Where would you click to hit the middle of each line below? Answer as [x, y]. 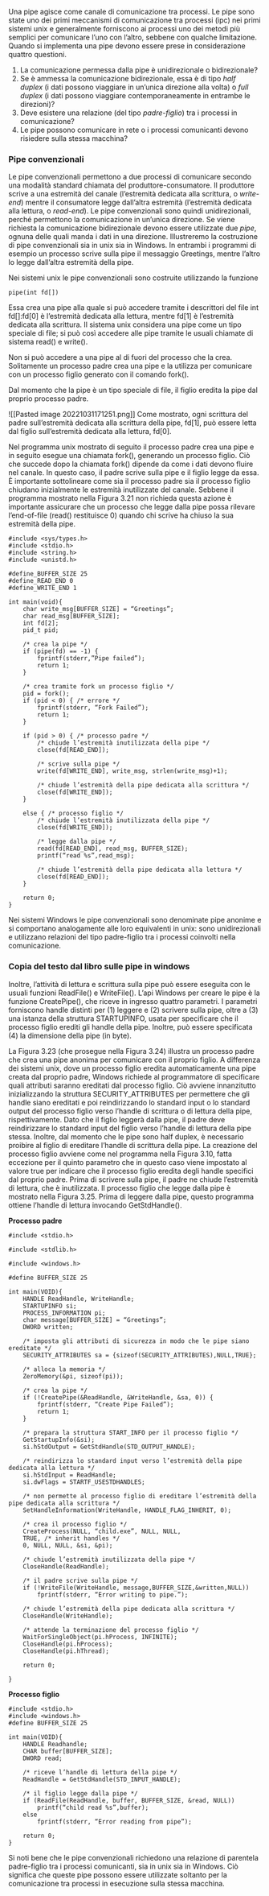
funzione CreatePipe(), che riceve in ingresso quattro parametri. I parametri [133, 1001]
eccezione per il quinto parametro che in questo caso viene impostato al [128, 1162]
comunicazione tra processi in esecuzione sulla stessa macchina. [116, 1883]
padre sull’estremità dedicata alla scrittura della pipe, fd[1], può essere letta [132, 423]
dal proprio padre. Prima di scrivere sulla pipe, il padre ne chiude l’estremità [133, 1179]
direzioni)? [37, 104]
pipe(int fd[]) [34, 293]
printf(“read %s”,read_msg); [86, 856]
